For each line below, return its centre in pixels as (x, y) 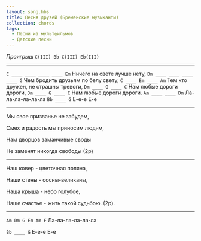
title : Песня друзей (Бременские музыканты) (63, 17)
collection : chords (31, 23)
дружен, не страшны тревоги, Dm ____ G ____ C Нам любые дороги (92, 86)
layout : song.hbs (28, 12)
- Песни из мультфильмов (42, 34)
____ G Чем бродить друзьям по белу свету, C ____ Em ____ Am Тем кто (97, 80)
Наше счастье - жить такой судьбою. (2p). (61, 203)
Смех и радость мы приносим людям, (55, 128)
